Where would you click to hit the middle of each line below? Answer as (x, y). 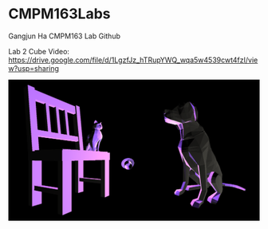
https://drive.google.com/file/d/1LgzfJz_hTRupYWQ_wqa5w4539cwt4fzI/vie (133, 60)
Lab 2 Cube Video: (39, 51)
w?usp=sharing (34, 68)
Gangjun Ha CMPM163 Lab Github (65, 36)
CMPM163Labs (59, 14)
